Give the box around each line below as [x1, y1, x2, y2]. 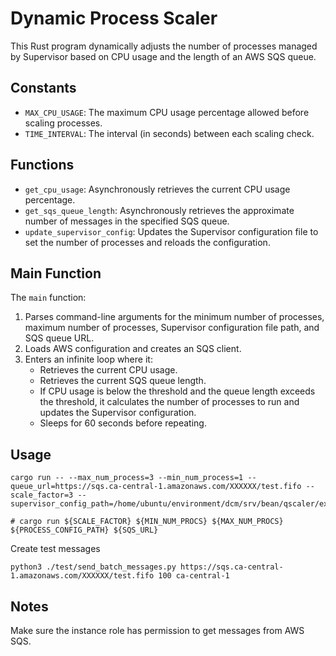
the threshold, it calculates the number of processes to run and [39, 396, 300, 408]
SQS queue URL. [24, 332, 95, 344]
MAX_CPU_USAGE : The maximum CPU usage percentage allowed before [24, 106, 310, 118]
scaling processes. [24, 117, 103, 129]
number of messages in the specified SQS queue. [24, 215, 230, 227]
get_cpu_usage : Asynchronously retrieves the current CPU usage [24, 183, 291, 195]
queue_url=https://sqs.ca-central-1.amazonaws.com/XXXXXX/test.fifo [10, 482, 302, 492]
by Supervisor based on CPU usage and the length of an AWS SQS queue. [10, 50, 317, 62]
